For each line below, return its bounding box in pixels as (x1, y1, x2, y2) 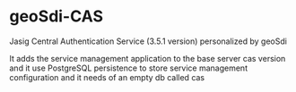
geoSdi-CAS (9, 6, 103, 27)
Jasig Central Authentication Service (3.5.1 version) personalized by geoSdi (9, 36, 287, 46)
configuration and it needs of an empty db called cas (9, 71, 205, 82)
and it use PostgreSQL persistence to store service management (9, 63, 248, 73)
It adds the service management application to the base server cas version (9, 53, 286, 63)
